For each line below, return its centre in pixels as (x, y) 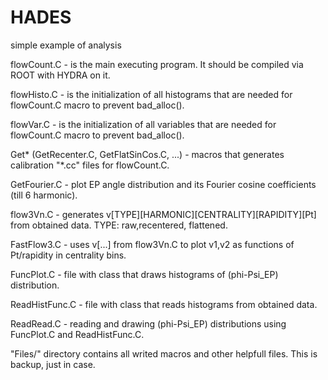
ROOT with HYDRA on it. (60, 75)
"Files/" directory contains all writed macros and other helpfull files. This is (164, 353)
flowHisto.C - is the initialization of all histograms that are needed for (151, 94)
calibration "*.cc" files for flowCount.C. (90, 165)
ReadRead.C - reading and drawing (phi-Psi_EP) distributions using (148, 323)
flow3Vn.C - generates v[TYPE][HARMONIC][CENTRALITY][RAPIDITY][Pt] (163, 214)
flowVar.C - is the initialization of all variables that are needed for (143, 124)
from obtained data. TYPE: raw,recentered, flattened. (119, 225)
